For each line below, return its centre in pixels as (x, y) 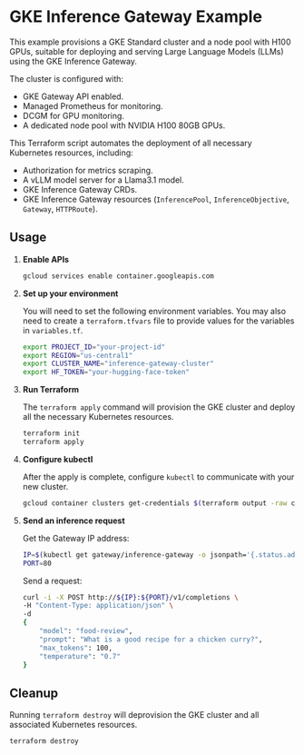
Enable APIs (46, 259)
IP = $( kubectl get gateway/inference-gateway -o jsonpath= (134, 555)
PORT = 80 (37, 563)
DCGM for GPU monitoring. (74, 115)
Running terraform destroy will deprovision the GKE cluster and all (134, 715)
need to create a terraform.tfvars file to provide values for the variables (158, 321)
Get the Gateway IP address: (76, 538)
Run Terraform (51, 390)
